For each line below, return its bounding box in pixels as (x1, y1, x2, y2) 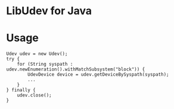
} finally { (6, 87, 36, 93)
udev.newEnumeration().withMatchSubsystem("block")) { (6, 66, 145, 72)
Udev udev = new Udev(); (6, 51, 68, 57)
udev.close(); (17, 92, 52, 98)
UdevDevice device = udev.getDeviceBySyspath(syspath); (27, 72, 169, 78)
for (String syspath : (17, 61, 73, 68)
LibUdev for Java (6, 4, 92, 18)
